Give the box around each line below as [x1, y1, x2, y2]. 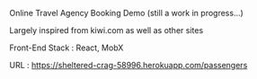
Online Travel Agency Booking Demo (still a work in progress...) [9, 8, 244, 18]
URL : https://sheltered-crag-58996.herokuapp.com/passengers [9, 60, 248, 70]
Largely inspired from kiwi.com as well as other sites [9, 25, 204, 35]
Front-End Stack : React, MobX [9, 42, 124, 53]
